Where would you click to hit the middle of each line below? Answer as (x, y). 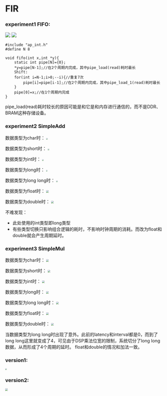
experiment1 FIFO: (28, 24)
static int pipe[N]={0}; (40, 62)
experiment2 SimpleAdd (35, 126)
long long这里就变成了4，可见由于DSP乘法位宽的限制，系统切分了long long (83, 341)
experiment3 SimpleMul (35, 248)
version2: (17, 380)
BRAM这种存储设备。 (27, 113)
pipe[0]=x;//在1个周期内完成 (42, 92)
